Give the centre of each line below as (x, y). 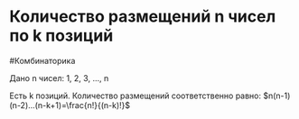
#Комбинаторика (42, 60)
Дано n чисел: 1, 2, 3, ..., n (59, 78)
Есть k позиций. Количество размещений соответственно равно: (135, 96)
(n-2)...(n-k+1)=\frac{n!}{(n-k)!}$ (70, 105)
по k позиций (61, 36)
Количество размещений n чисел (143, 17)
